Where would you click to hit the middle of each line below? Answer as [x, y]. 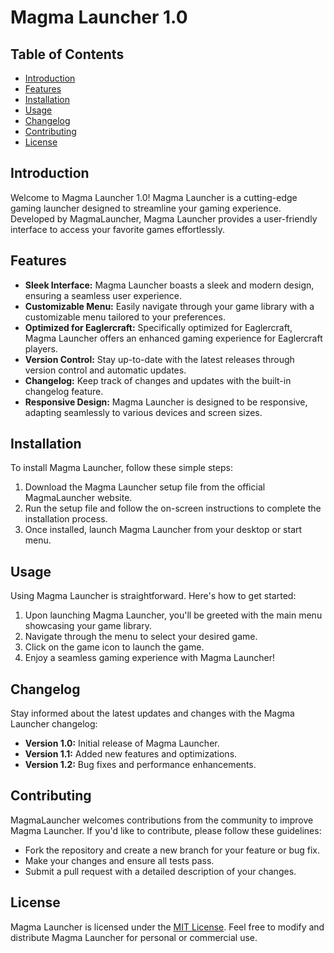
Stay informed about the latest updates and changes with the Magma [152, 713]
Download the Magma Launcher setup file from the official [145, 487]
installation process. [66, 519]
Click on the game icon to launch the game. [114, 647]
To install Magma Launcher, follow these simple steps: [121, 468]
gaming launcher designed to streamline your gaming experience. [146, 208]
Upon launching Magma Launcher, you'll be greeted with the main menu [173, 615]
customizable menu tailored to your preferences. [125, 317]
